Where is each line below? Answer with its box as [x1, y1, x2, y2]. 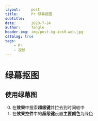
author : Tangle [5, 25, 45, 30]
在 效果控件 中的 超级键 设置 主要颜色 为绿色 [12, 110, 93, 116]
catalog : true [5, 34, 34, 39]
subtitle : [5, 16, 25, 21]
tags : [5, 39, 16, 44]
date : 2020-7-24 [5, 20, 51, 26]
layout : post [5, 7, 40, 12]
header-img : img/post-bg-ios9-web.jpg [5, 30, 83, 34]
